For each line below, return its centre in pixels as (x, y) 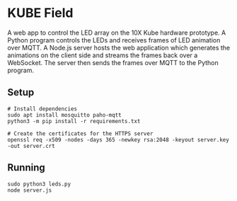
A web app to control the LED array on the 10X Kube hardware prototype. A (117, 33)
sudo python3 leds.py (39, 184)
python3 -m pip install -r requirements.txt (74, 121)
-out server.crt (31, 146)
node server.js (30, 190)
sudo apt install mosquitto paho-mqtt (64, 115)
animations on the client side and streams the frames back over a (103, 55)
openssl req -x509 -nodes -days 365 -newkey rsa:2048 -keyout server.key (118, 139)
